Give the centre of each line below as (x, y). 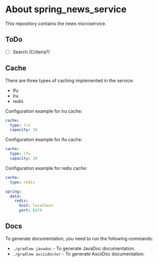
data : (16, 196)
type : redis (23, 182)
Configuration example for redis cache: (46, 168)
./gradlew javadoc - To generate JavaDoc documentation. (74, 248)
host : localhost (36, 206)
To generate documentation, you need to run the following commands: (79, 239)
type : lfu (20, 154)
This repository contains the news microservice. (56, 23)
